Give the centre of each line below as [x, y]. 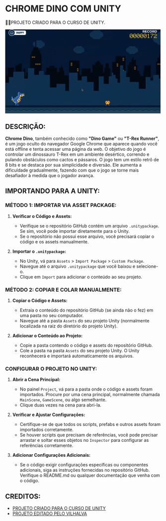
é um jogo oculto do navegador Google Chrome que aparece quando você [81, 144]
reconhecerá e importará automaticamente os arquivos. [77, 356]
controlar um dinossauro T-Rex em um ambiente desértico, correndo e [77, 154]
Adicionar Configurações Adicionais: [51, 455]
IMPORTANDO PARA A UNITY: [53, 191]
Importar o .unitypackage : [39, 251]
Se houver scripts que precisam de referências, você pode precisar [89, 435]
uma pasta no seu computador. [52, 315]
